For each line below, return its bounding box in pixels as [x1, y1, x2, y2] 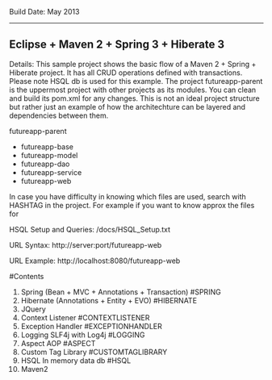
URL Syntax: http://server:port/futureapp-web [9, 240, 162, 249]
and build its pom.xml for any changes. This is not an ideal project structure [9, 93, 261, 103]
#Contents [9, 271, 44, 281]
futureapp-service [20, 167, 82, 177]
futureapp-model [20, 150, 78, 160]
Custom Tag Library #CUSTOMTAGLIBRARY [20, 347, 168, 357]
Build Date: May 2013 [9, 7, 80, 16]
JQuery [20, 304, 47, 314]
